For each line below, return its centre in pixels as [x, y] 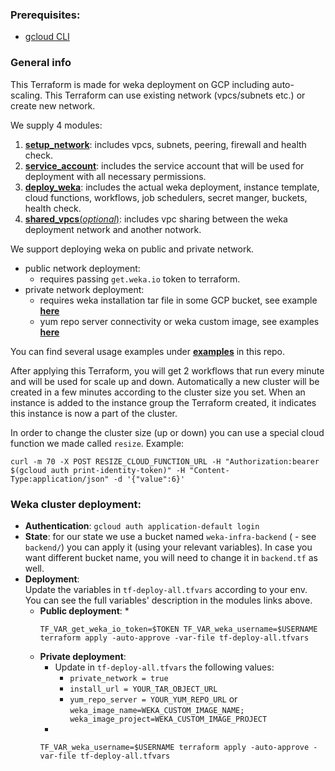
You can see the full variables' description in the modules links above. [168, 600]
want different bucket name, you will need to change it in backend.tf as [171, 557]
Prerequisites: [45, 15]
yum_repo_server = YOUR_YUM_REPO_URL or [153, 699]
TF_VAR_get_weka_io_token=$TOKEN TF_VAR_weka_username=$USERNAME [178, 629]
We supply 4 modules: [56, 125]
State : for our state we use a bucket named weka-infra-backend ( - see [170, 536]
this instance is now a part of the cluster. [94, 413]
